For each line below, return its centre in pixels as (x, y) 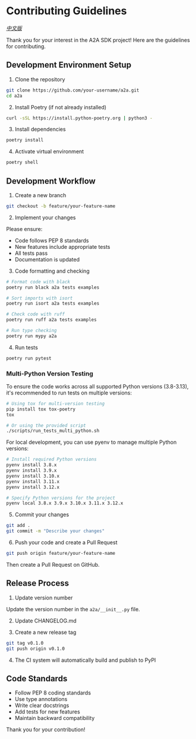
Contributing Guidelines (67, 11)
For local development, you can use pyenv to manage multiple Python (91, 442)
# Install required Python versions (51, 459)
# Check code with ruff (36, 314)
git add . (18, 526)
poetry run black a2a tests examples (53, 287)
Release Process (38, 583)
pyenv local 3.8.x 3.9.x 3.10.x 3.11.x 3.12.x (65, 503)
